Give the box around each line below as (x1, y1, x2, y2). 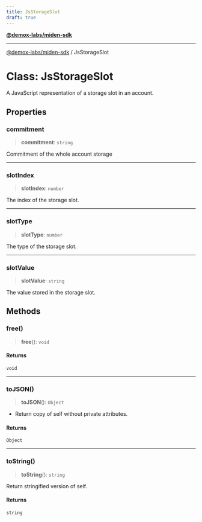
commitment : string (20, 139, 73, 146)
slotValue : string (20, 277, 65, 284)
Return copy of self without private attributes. (14, 410, 128, 418)
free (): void (20, 338, 50, 345)
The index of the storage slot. (6, 197, 79, 204)
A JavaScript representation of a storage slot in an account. (6, 89, 154, 97)
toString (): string (20, 471, 65, 478)
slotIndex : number (20, 185, 64, 192)
